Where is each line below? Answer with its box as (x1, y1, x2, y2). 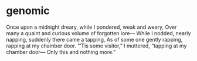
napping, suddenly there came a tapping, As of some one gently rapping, (6, 36, 183, 43)
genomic (6, 4, 50, 18)
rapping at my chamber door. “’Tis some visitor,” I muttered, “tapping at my (6, 42, 187, 49)
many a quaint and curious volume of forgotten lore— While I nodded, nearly (6, 29, 191, 36)
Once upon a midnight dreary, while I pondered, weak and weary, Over (6, 23, 177, 30)
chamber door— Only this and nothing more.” (6, 48, 116, 55)
